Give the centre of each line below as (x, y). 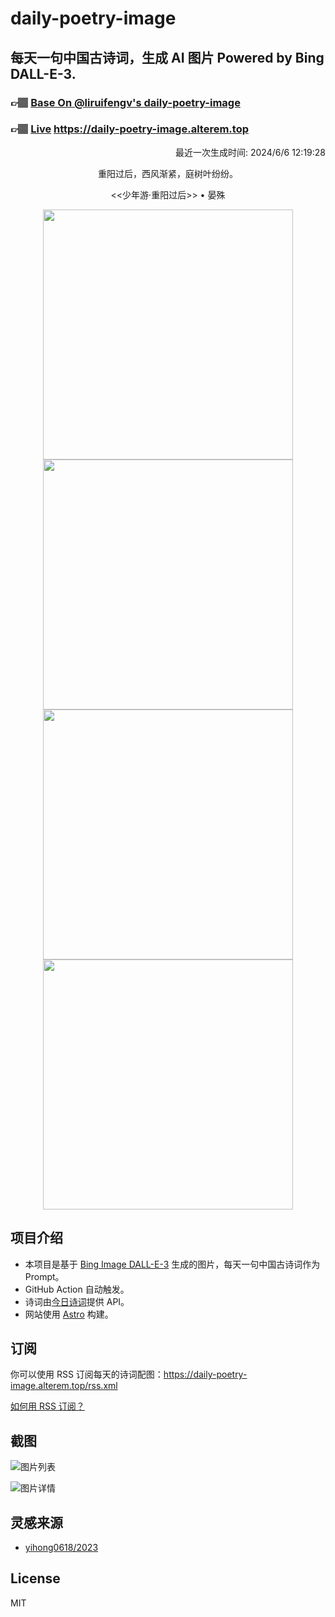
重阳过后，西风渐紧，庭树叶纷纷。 (168, 173)
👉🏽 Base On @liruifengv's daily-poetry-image (125, 102)
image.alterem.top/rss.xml (64, 1386)
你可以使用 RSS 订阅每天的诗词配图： (87, 1374)
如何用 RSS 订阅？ (47, 1406)
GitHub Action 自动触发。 (77, 1289)
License (35, 1578)
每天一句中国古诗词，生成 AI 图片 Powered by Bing (167, 57)
